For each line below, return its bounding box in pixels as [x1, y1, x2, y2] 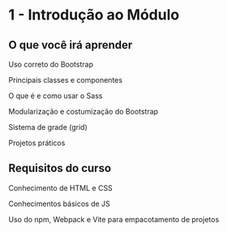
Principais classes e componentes [8, 75, 123, 84]
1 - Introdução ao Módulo [8, 6, 180, 24]
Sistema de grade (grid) [8, 122, 88, 131]
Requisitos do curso [8, 161, 112, 175]
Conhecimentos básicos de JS [8, 199, 111, 208]
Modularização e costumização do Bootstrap [8, 107, 159, 116]
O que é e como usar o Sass [8, 91, 103, 101]
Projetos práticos [8, 138, 66, 148]
